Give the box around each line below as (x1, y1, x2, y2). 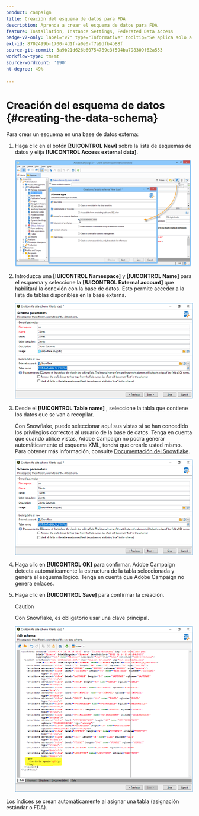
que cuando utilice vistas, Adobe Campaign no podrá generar (14, 435, 165, 442)
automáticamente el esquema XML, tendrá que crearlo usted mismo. (14, 441, 182, 448)
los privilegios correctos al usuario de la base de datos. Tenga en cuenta (14, 429, 192, 436)
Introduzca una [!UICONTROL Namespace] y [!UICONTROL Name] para (14, 273, 192, 280)
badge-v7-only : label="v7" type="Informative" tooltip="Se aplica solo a (6, 34, 192, 41)
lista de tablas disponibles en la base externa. (14, 292, 126, 299)
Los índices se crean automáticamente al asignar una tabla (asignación (6, 798, 179, 805)
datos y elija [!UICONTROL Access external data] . (14, 148, 138, 156)
